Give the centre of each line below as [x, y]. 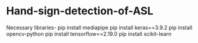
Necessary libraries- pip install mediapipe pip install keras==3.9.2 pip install [99, 27]
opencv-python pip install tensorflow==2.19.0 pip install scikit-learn [89, 33]
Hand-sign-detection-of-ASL [80, 11]
